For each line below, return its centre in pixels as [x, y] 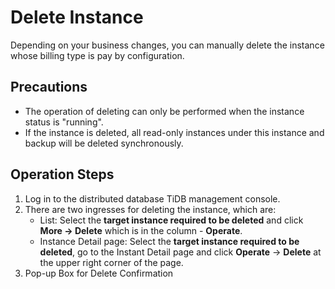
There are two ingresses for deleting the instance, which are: [150, 209]
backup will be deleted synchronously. [104, 143]
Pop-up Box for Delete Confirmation [99, 273]
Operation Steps [62, 174]
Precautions [49, 87]
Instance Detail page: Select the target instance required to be [169, 241]
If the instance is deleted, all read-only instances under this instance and [174, 132]
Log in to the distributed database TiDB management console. [152, 198]
